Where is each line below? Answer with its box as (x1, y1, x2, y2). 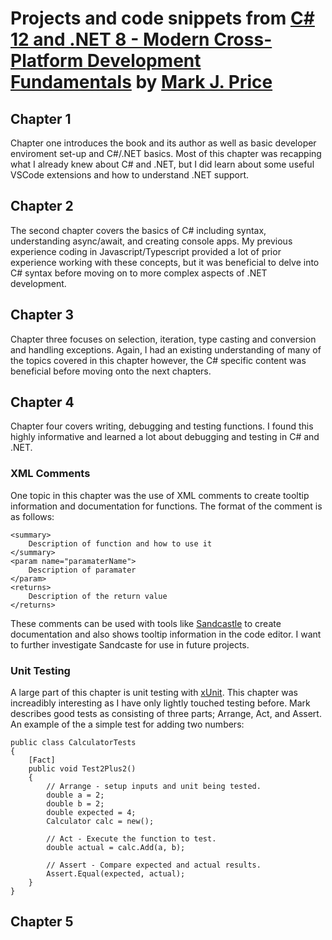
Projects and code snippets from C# (10, 7, 315, 30)
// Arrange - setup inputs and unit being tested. (46, 782, 262, 792)
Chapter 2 (10, 198, 74, 215)
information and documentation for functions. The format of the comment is (10, 500, 323, 512)
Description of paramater (28, 565, 137, 575)
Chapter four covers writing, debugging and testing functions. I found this (10, 420, 314, 432)
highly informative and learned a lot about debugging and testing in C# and (10, 431, 320, 443)
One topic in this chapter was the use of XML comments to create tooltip (10, 489, 310, 501)
